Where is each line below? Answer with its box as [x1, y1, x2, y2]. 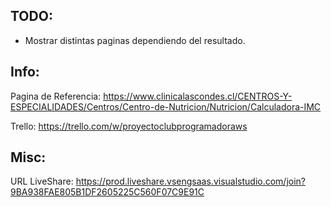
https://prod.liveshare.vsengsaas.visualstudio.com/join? [75, 175, 307, 188]
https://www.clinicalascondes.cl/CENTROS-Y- [103, 90, 293, 102]
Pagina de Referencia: [10, 90, 102, 102]
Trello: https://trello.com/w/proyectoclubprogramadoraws [10, 120, 248, 132]
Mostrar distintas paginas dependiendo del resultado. [24, 34, 246, 46]
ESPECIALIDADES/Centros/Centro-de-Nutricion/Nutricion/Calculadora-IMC [10, 100, 322, 113]
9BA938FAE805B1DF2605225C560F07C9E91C [10, 186, 205, 198]
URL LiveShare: [10, 175, 74, 188]
